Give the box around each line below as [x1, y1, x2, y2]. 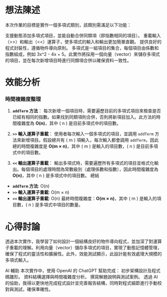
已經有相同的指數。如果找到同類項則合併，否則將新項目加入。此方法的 [12, 114, 157, 120]
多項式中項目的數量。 [39, 202, 83, 208]
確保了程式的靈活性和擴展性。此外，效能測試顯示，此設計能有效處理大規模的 [5, 251, 162, 257]
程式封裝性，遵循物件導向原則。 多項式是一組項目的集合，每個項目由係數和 [5, 45, 159, 51]
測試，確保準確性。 [13, 287, 53, 293]
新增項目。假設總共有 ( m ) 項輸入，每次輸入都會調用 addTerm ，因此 [21, 137, 159, 143]
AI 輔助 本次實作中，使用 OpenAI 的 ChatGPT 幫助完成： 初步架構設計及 [5, 268, 152, 274]
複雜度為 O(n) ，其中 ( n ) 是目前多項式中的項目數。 [16, 120, 121, 126]
